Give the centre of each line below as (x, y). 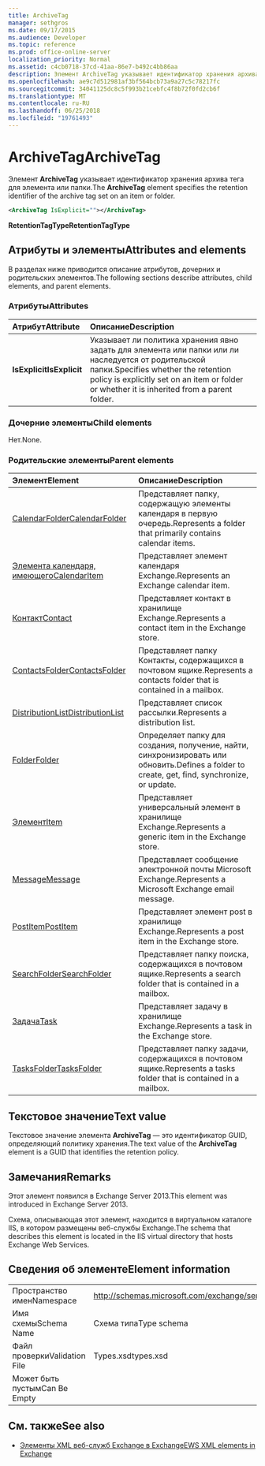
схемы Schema (40, 1323)
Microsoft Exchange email (186, 890)
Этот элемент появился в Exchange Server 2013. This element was (118, 1196)
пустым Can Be (40, 1388)
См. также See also (56, 1426)
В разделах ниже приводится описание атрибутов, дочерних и (114, 269)
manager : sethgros (38, 23)
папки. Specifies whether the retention (160, 369)
